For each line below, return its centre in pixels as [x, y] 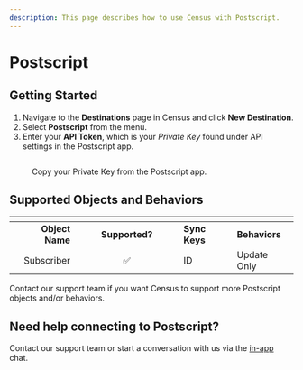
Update [252, 255]
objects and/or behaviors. [57, 298]
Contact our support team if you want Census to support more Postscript [145, 289]
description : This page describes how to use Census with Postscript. [145, 18]
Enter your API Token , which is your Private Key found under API [142, 136]
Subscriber [47, 261]
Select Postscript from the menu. [84, 126]
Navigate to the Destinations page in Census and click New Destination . [158, 117]
